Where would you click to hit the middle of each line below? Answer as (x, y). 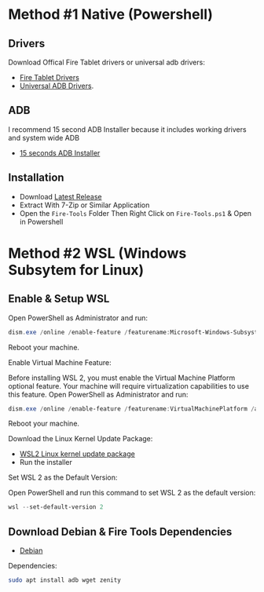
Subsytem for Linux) (76, 270)
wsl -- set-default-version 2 (56, 507)
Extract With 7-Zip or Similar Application (84, 205)
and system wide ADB (44, 137)
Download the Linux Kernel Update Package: (81, 439)
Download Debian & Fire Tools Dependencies (120, 532)
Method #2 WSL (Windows (97, 253)
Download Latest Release (60, 196)
